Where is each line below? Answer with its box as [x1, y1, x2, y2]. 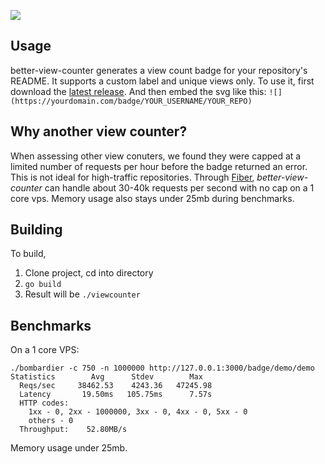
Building [10, 221, 63, 239]
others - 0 [28, 416, 74, 426]
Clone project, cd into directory [24, 267, 154, 279]
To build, [10, 248, 47, 260]
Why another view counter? [10, 123, 188, 140]
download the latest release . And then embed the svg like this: [10, 85, 267, 97]
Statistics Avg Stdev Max [10, 372, 203, 382]
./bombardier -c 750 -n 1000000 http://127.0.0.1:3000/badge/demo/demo [10, 363, 315, 374]
